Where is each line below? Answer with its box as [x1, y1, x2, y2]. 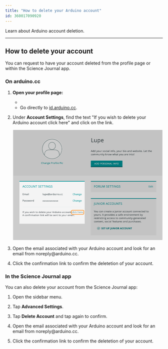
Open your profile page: [12, 89, 63, 95]
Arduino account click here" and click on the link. [12, 119, 114, 125]
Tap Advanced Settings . [12, 303, 63, 310]
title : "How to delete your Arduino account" [5, 8, 101, 13]
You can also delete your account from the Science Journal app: [5, 284, 138, 290]
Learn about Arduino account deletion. [5, 28, 85, 34]
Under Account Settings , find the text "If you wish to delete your [12, 114, 146, 120]
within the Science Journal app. [5, 66, 70, 72]
